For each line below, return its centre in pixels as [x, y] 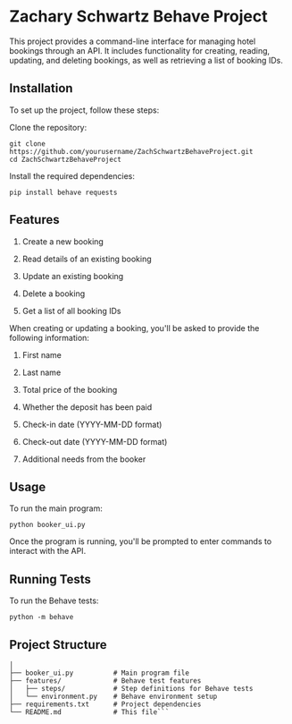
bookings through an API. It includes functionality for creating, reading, [140, 50]
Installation [41, 88]
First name [42, 354]
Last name [42, 372]
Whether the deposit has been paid [87, 407]
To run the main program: [56, 508]
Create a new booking [63, 241]
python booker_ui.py [48, 525]
